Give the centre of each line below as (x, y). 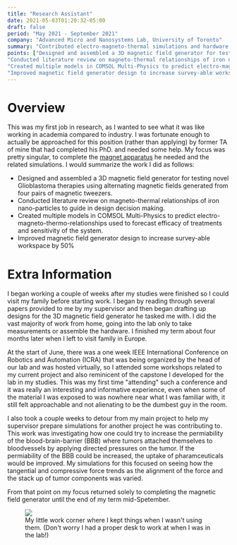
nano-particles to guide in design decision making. (91, 208)
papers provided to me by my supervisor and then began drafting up (107, 309)
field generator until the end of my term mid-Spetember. (89, 500)
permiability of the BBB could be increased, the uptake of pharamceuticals (115, 456)
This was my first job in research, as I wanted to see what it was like (106, 127)
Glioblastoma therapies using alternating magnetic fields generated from (123, 186)
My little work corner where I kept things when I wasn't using (114, 520)
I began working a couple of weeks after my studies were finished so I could (118, 294)
